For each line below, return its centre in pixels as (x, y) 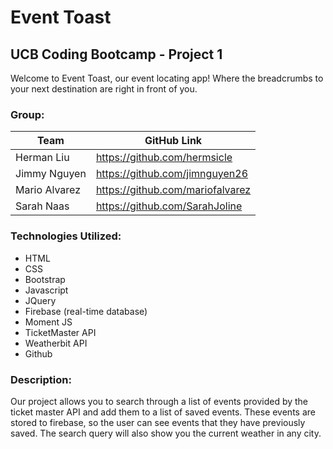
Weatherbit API (56, 343)
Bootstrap (45, 279)
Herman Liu (42, 158)
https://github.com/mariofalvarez (173, 190)
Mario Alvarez (48, 190)
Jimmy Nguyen (51, 174)
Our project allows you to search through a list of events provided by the (159, 401)
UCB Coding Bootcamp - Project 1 (116, 54)
